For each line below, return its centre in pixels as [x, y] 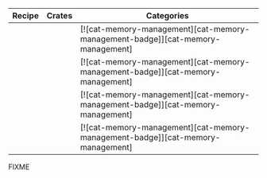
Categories [167, 15]
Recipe [26, 15]
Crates [60, 15]
